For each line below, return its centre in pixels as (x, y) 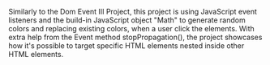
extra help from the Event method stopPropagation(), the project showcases (135, 37)
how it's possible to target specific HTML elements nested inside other (126, 46)
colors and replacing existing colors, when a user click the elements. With (132, 28)
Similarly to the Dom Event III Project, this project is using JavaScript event (133, 12)
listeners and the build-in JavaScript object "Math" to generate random (127, 20)
